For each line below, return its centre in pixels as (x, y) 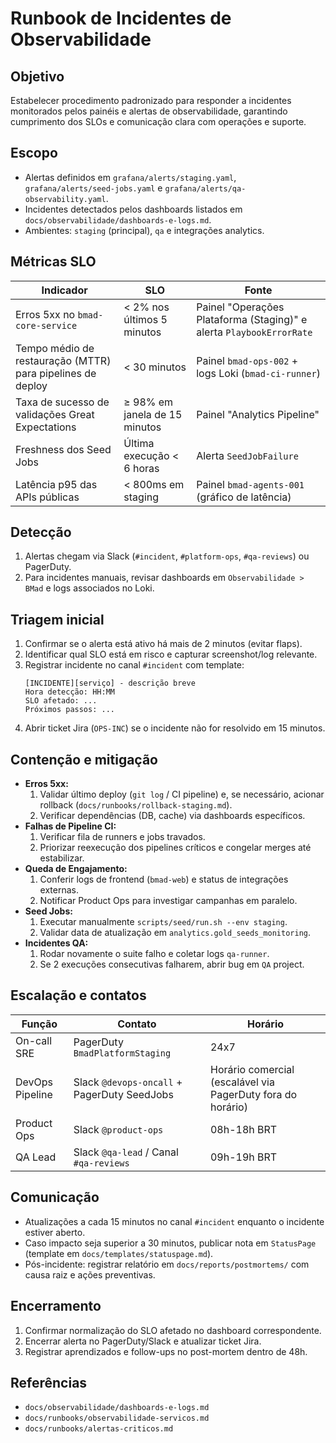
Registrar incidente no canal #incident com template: (134, 665)
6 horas (141, 468)
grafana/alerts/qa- (205, 188)
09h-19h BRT (243, 1157)
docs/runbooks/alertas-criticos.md (99, 1429)
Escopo (34, 153)
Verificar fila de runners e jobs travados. (122, 837)
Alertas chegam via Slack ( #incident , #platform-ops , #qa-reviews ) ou (167, 556)
